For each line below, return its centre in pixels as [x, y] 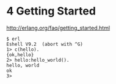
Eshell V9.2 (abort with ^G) [45, 44]
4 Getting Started [51, 11]
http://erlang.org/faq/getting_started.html [58, 28]
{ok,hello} [20, 55]
